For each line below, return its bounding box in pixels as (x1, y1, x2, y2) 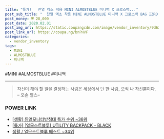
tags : (5, 43, 16, 48)
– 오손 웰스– (17, 92, 40, 98)
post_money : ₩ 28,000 (5, 16, 49, 21)
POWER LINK (5, 104, 37, 111)
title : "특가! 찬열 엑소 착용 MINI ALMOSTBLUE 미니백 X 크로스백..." (5, 7, 139, 12)
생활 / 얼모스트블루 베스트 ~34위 (12, 128, 74, 134)
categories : (5, 35, 29, 40)
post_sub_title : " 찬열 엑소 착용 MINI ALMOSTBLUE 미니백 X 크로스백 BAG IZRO (5, 12, 158, 17)
